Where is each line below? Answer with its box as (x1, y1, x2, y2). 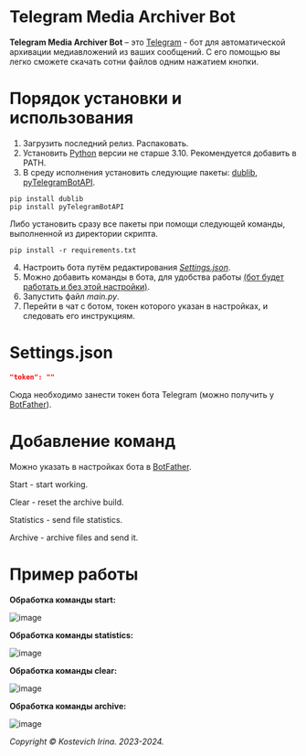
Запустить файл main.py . (22, 291, 121, 302)
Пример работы (9, 564, 139, 584)
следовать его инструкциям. (22, 310, 135, 321)
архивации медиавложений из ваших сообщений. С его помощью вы (9, 46, 280, 57)
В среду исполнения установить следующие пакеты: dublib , (22, 166, 259, 177)
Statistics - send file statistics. (9, 514, 123, 525)
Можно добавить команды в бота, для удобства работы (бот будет (22, 272, 285, 282)
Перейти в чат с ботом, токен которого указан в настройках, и (22, 300, 269, 312)
